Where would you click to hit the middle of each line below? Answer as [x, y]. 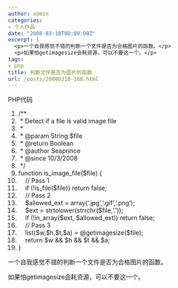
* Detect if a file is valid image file [68, 121]
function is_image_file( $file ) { [60, 173]
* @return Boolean [47, 144]
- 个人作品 [22, 27]
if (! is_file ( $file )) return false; [66, 188]
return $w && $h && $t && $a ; [67, 240]
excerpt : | [24, 40]
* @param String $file [51, 136]
